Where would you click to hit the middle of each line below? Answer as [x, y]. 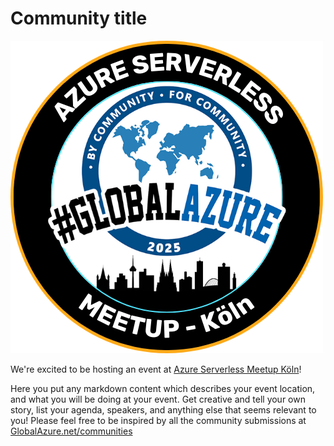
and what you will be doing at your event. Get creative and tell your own [158, 399]
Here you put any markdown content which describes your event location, [163, 388]
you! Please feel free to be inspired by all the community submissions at [158, 420]
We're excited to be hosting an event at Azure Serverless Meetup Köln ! [156, 369]
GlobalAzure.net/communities [71, 431]
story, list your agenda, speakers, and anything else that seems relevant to [163, 409]
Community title [79, 18]
